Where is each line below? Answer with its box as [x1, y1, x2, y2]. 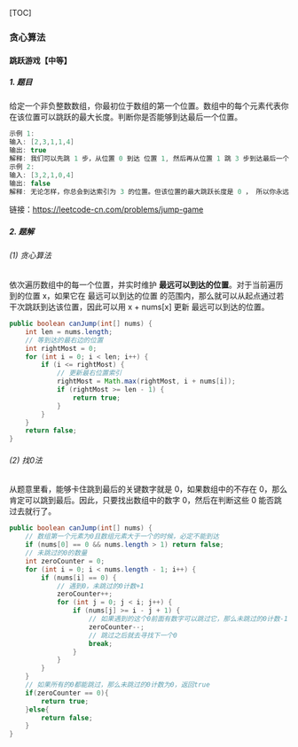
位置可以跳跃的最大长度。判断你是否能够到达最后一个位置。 [24, 112, 242, 122]
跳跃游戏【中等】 [9, 55, 72, 66]
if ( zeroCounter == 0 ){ [25, 689, 109, 697]
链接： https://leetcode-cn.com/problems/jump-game [9, 204, 204, 215]
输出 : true [9, 146, 47, 155]
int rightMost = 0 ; [25, 344, 98, 353]
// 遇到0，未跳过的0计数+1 [56, 581, 145, 590]
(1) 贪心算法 [9, 250, 51, 261]
